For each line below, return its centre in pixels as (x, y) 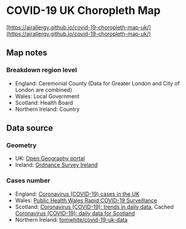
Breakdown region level (42, 70)
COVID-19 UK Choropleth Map (83, 11)
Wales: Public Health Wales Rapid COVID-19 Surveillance (86, 200)
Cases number (28, 181)
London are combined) (44, 90)
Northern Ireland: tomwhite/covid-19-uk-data (71, 219)
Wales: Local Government (47, 96)
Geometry (22, 145)
